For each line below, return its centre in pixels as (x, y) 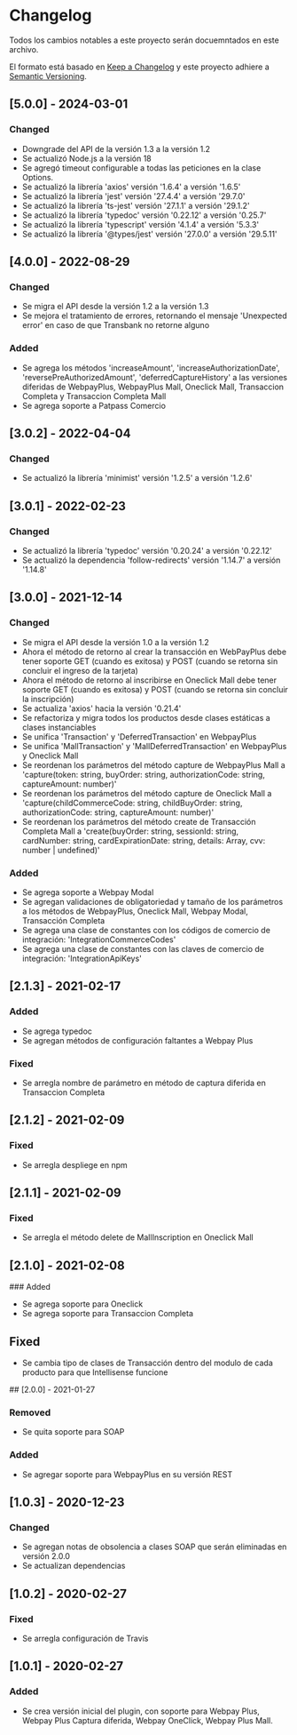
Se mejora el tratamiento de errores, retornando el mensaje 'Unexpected (155, 316)
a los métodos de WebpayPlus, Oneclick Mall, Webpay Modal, (135, 911)
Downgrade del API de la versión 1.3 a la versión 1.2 (116, 148)
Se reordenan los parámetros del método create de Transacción (139, 821)
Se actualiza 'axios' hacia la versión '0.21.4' (102, 708)
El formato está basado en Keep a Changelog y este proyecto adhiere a (140, 67)
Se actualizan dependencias (74, 1566)
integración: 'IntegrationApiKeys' (82, 958)
